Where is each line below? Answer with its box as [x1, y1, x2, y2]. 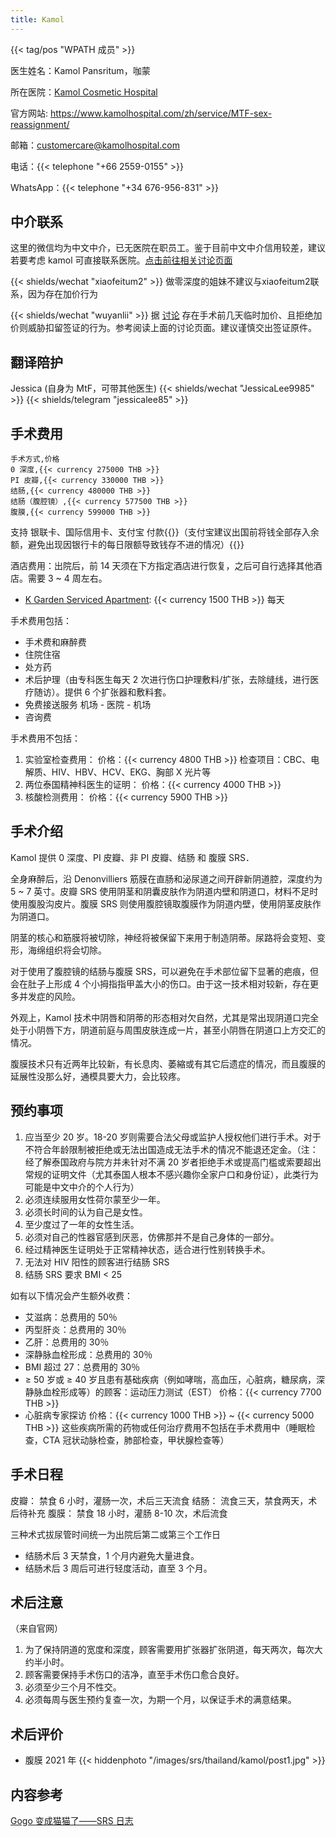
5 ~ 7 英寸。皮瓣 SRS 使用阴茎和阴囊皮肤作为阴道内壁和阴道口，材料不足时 [10, 885, 319, 897]
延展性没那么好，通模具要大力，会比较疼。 [10, 1070, 186, 1082]
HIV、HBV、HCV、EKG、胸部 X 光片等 [51, 766, 212, 778]
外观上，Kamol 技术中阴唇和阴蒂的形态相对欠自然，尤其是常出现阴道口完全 [10, 1011, 320, 1023]
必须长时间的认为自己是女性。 [24, 1206, 148, 1218]
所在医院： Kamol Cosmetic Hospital [10, 86, 158, 98]
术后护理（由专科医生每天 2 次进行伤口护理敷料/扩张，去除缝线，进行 [24, 674, 311, 686]
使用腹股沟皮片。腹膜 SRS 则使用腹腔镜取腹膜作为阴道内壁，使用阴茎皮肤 [10, 897, 313, 910]
